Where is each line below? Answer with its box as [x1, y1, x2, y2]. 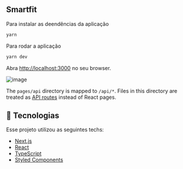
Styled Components [14, 156, 64, 164]
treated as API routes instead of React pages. [6, 94, 116, 101]
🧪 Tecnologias [6, 110, 60, 120]
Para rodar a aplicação [6, 42, 61, 49]
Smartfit [6, 5, 37, 15]
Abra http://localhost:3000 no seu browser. [6, 64, 111, 71]
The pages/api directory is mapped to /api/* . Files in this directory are [6, 87, 178, 94]
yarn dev [6, 54, 28, 59]
